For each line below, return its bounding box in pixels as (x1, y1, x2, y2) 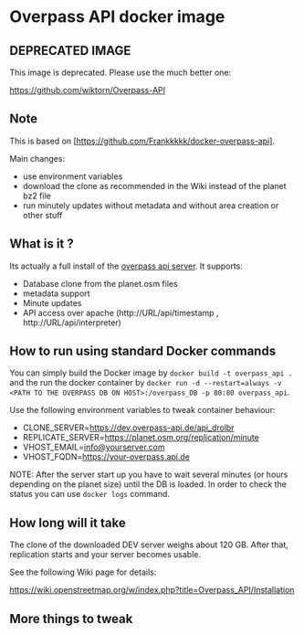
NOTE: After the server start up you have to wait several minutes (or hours (9, 469, 288, 481)
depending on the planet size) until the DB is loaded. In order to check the (9, 479, 288, 490)
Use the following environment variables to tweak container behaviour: (9, 405, 276, 416)
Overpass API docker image (9, 6, 225, 27)
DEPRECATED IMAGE (9, 43, 131, 58)
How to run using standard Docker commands (9, 344, 277, 359)
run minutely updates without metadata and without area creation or (22, 199, 279, 211)
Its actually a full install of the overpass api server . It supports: (9, 260, 244, 271)
